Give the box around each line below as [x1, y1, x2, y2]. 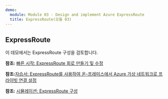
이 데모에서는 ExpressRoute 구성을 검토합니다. [5, 49, 98, 56]
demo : [5, 7, 17, 13]
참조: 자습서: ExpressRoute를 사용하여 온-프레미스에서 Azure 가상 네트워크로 [5, 71, 158, 77]
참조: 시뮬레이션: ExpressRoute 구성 [5, 88, 78, 94]
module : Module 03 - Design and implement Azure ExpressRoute [10, 12, 145, 17]
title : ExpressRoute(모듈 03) [10, 17, 72, 22]
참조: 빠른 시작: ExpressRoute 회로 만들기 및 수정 [5, 60, 103, 66]
